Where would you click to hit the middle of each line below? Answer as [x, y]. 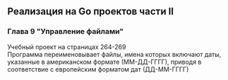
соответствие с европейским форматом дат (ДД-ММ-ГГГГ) [98, 69]
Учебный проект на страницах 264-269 [67, 47]
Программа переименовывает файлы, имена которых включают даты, [114, 54]
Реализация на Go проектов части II [91, 12]
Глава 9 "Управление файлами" [66, 32]
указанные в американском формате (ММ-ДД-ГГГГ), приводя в [104, 62]
